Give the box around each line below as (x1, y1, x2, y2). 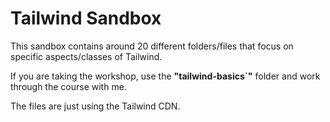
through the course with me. (10, 80, 127, 92)
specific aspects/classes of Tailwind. (10, 50, 163, 62)
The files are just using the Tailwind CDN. (10, 100, 181, 112)
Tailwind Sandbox (10, 7, 162, 30)
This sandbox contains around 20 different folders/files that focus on (10, 40, 294, 52)
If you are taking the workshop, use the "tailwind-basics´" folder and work (10, 70, 321, 82)
